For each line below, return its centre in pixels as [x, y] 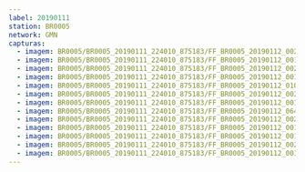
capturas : [27, 43]
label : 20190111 [39, 18]
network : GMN [33, 35]
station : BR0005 [39, 26]
